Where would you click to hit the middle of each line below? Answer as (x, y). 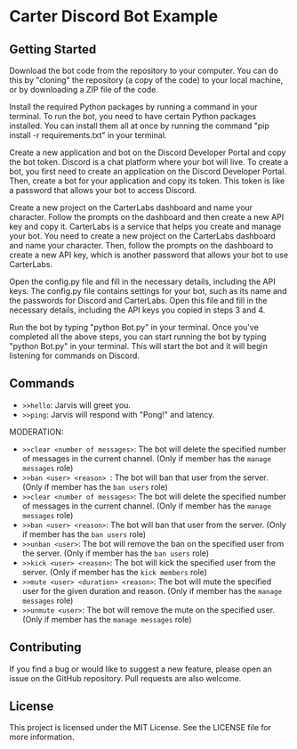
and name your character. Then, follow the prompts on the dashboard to (141, 245)
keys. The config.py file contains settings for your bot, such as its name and (148, 291)
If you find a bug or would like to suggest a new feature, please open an (141, 669)
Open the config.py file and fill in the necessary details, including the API (142, 281)
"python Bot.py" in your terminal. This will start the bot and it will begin (139, 346)
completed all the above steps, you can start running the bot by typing (138, 337)
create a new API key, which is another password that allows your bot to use (149, 255)
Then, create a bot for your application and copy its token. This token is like (147, 181)
